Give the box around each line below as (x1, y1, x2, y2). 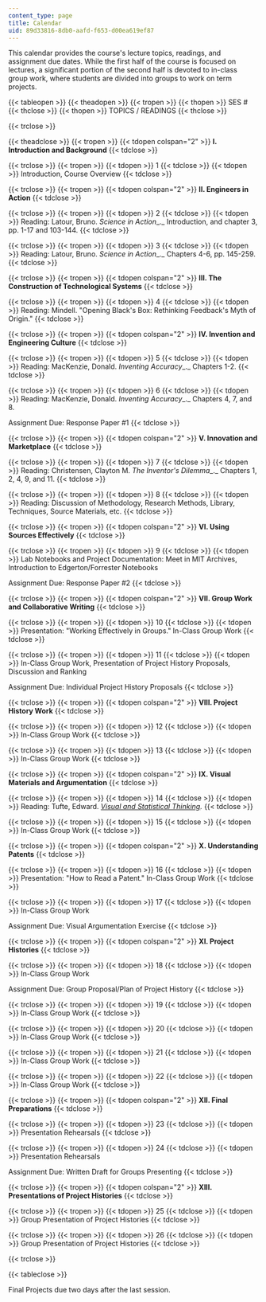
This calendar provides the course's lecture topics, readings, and (8, 49, 222, 58)
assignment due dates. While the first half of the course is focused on (8, 57, 237, 66)
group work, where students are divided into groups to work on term (8, 73, 233, 84)
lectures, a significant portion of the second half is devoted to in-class (8, 65, 238, 75)
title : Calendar (8, 19, 62, 27)
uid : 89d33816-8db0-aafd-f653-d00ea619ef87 (8, 26, 155, 34)
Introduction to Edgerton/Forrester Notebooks (8, 563, 159, 573)
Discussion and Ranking (8, 667, 87, 677)
